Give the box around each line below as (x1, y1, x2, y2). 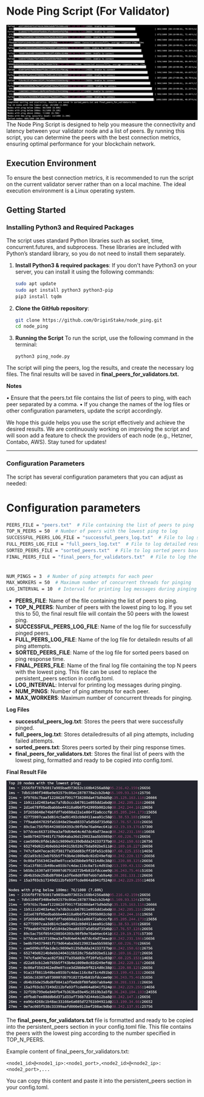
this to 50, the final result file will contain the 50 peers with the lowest (15, 610, 189, 618)
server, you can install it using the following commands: (15, 268, 155, 275)
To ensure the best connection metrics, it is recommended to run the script (6, 174, 194, 182)
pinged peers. (15, 629, 50, 637)
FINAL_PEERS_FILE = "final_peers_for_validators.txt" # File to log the (6, 554, 197, 560)
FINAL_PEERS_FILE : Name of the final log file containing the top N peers (15, 662, 197, 669)
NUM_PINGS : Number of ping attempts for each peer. (15, 688, 150, 695)
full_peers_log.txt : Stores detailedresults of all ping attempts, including (15, 731, 194, 738)
